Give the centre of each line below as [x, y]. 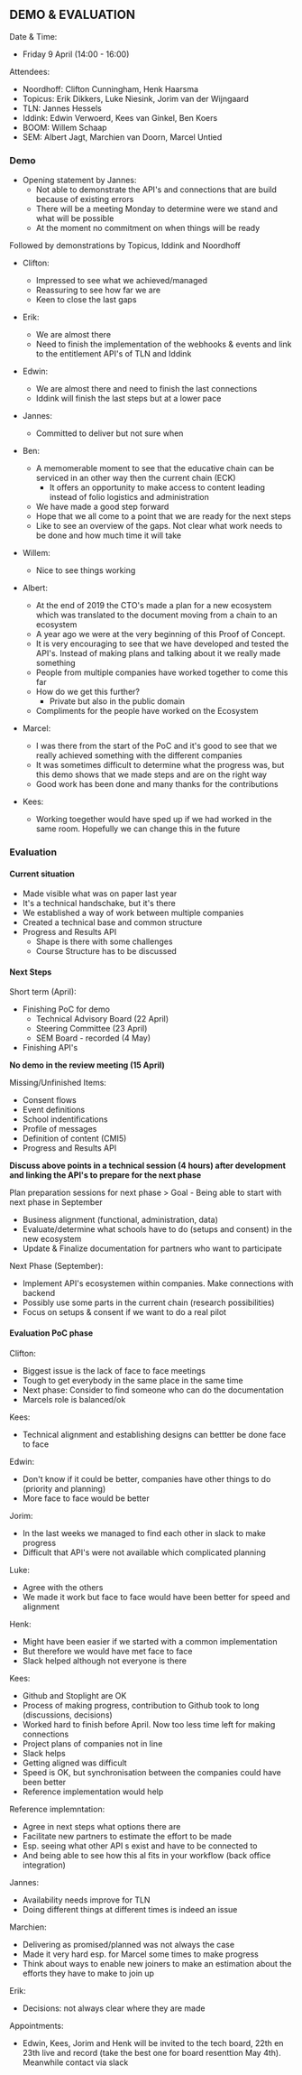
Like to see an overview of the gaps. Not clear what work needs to [159, 526]
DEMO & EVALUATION [72, 15]
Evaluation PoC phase [51, 1333]
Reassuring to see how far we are [98, 290]
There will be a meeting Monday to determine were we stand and [156, 209]
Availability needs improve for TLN [86, 1900]
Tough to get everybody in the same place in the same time [133, 1380]
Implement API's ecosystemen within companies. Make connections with [158, 1283]
